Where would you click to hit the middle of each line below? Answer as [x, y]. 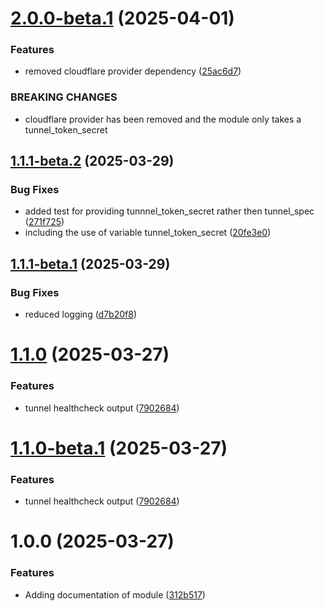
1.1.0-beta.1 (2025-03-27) [119, 448]
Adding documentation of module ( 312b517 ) [115, 594]
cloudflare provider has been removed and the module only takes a [163, 119]
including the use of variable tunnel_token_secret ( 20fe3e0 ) [148, 233]
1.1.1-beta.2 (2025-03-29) [92, 161]
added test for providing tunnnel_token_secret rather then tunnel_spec [169, 211]
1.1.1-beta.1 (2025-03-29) [90, 263]
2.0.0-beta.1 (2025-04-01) [122, 18]
